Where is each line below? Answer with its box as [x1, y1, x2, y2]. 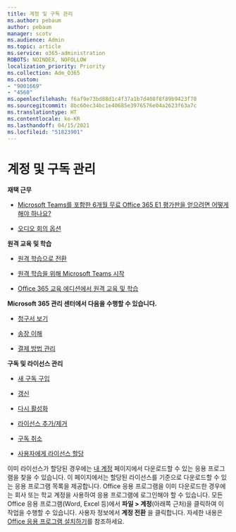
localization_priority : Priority [7, 63, 106, 70]
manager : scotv [7, 30, 52, 37]
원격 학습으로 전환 [17, 255, 67, 263]
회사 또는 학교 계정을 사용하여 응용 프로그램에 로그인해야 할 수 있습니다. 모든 [14, 491, 223, 500]
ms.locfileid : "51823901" [7, 128, 83, 135]
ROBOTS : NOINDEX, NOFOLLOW [7, 56, 87, 64]
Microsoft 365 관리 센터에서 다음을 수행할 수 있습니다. [7, 299, 157, 308]
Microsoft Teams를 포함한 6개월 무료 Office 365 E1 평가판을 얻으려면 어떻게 [17, 200, 229, 209]
